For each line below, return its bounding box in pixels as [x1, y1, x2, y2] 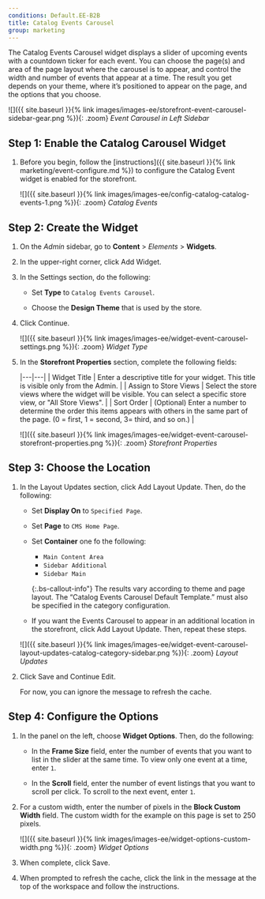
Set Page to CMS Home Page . [31, 521, 120, 530]
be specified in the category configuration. [31, 600, 171, 610]
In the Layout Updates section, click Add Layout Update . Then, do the [19, 482, 246, 491]
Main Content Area [43, 553, 104, 561]
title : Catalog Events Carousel [8, 19, 114, 27]
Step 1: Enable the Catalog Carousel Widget [8, 136, 226, 150]
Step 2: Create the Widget [8, 220, 139, 234]
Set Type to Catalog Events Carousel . [31, 288, 155, 297]
